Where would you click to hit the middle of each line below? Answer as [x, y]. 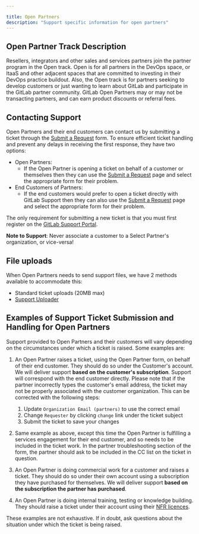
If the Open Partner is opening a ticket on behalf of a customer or [103, 169]
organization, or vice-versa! [40, 242]
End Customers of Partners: [49, 187]
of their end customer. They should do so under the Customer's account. [104, 366]
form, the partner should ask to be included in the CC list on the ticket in [103, 452]
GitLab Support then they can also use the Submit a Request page [104, 200]
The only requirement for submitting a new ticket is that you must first [91, 218]
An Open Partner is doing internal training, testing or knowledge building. [104, 500]
